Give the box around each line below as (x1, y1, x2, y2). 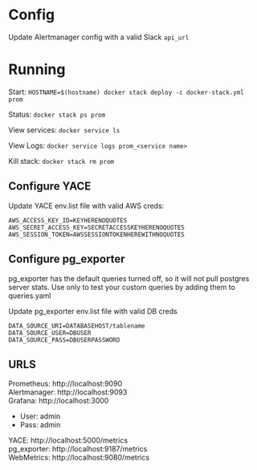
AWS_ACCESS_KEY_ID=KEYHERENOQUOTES (8, 216, 128, 224)
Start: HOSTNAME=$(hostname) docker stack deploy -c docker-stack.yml (8, 87, 245, 96)
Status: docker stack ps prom (8, 109, 106, 119)
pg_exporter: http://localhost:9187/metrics (8, 444, 148, 454)
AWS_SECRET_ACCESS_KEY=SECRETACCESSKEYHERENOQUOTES (8, 223, 185, 231)
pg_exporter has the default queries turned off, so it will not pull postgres (8, 273, 250, 283)
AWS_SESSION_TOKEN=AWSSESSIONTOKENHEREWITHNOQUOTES (8, 231, 185, 239)
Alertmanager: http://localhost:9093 (8, 387, 128, 397)
